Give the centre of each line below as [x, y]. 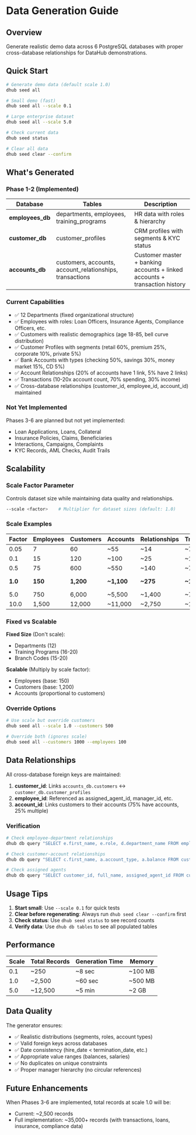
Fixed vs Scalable [32, 621]
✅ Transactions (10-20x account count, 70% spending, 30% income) [97, 379]
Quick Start [27, 71]
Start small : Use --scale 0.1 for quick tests [67, 908]
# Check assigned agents [36, 870]
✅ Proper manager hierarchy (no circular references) [78, 1069]
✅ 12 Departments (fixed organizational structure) [74, 315]
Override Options [31, 708]
